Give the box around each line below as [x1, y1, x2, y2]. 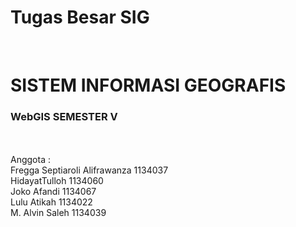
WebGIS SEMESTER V [10, 110, 118, 124]
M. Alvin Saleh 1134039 [10, 207, 107, 219]
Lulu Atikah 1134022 [10, 196, 93, 208]
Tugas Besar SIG [10, 6, 150, 29]
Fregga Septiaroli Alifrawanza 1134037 [10, 164, 169, 176]
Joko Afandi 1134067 [10, 186, 97, 198]
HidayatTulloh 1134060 [10, 175, 104, 187]
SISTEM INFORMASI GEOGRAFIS [10, 74, 287, 97]
